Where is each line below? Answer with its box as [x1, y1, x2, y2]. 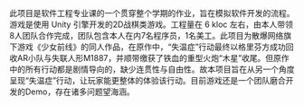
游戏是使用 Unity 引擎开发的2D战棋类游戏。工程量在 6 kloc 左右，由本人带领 [9, 19, 294, 30]
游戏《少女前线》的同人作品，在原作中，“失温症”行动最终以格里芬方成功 [16, 41, 287, 52]
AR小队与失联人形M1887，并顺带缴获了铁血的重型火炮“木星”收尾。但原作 [16, 53, 290, 63]
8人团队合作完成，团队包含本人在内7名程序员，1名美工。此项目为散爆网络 [9, 31, 284, 40]
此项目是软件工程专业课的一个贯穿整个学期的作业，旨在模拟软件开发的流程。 [9, 8, 295, 18]
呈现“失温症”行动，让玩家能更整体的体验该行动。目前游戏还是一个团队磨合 [9, 75, 287, 85]
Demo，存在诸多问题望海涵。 [24, 86, 135, 97]
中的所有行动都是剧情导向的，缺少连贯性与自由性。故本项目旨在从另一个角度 [9, 64, 295, 74]
